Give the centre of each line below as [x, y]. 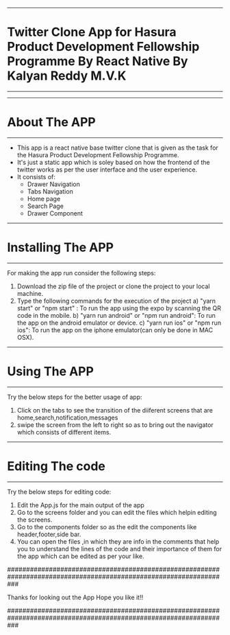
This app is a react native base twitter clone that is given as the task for [118, 148]
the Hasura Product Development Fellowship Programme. [98, 154]
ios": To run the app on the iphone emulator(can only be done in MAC [115, 330]
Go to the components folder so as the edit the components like [107, 527]
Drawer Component [55, 213]
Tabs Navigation [50, 191]
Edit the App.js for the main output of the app [81, 505]
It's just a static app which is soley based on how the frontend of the [113, 162]
